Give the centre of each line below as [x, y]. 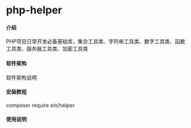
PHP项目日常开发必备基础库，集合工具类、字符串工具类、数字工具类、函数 [96, 41]
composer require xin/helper [40, 105]
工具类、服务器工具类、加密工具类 [47, 49]
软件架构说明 [21, 77]
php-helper [34, 10]
